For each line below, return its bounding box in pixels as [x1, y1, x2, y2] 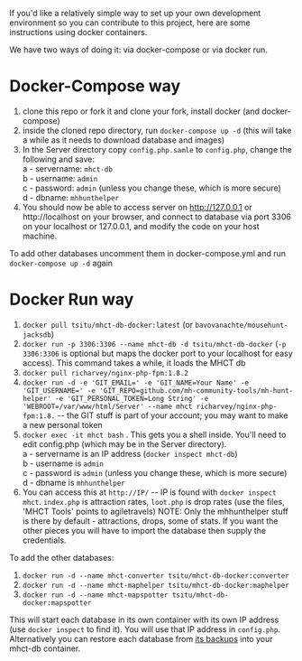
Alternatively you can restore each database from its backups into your [9, 633, 273, 644]
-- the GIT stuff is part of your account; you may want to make [57, 410, 288, 421]
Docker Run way [9, 289, 134, 310]
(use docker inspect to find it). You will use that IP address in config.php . [9, 623, 281, 635]
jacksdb [22, 330, 51, 340]
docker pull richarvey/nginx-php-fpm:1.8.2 [22, 368, 189, 377]
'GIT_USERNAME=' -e [22, 386, 96, 396]
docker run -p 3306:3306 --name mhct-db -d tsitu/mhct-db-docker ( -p [22, 338, 287, 349]
